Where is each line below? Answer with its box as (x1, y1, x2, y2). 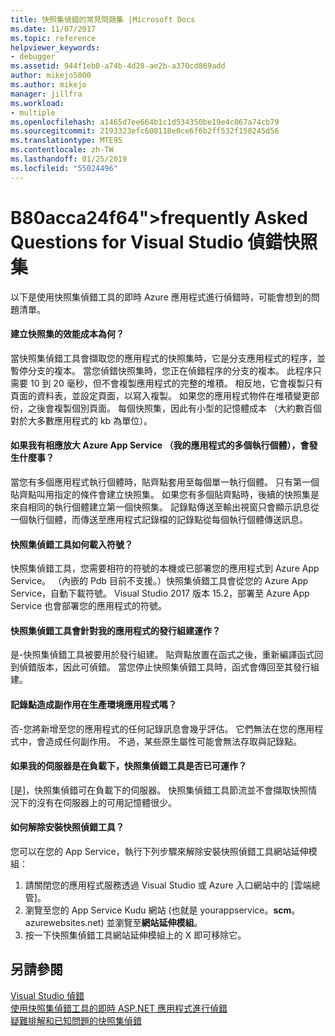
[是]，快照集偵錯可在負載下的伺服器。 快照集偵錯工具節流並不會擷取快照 (10, 784, 309, 796)
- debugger (10, 52, 56, 62)
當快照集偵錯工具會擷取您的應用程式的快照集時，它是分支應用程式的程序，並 (10, 352, 326, 364)
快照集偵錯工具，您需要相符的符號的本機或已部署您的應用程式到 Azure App (10, 562, 320, 575)
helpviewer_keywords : (10, 42, 101, 53)
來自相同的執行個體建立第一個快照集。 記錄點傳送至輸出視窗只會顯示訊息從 (10, 501, 320, 513)
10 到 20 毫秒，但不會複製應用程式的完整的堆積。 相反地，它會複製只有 (29, 377, 323, 389)
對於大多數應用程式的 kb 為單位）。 (10, 414, 153, 426)
